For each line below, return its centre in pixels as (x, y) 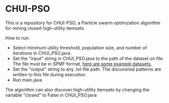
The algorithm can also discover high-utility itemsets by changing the (77, 89)
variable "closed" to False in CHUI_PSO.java (51, 95)
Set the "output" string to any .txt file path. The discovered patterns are (87, 69)
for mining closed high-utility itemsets (45, 28)
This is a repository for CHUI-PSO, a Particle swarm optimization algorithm (83, 23)
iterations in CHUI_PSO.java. (42, 53)
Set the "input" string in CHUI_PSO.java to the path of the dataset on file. (88, 58)
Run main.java (27, 80)
